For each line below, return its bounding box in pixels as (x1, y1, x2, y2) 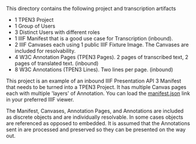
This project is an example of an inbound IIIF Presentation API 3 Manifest (6, 77, 181, 84)
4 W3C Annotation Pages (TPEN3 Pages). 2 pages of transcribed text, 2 (14, 54, 188, 60)
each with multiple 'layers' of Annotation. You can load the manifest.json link (6, 90, 190, 97)
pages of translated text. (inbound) (14, 60, 99, 67)
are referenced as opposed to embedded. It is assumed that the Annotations (6, 120, 190, 126)
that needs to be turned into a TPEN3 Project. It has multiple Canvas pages (6, 84, 187, 90)
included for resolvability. (14, 47, 76, 54)
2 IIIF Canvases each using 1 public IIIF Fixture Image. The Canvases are (14, 41, 189, 48)
